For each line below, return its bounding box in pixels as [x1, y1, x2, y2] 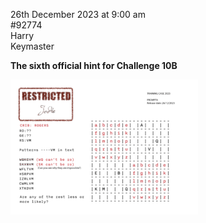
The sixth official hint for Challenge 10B [10, 60, 178, 71]
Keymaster [10, 40, 55, 52]
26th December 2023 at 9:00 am [10, 9, 146, 20]
